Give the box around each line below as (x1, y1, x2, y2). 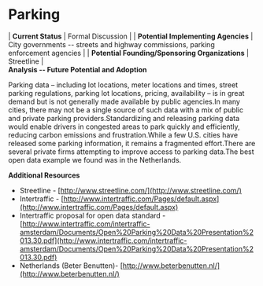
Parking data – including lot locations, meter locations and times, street (8, 80, 239, 90)
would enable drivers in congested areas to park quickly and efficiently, (8, 122, 240, 131)
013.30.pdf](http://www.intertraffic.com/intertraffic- (19, 236, 187, 245)
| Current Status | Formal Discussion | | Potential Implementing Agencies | (8, 31, 254, 41)
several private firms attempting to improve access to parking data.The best (8, 147, 254, 156)
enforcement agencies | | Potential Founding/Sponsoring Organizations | (8, 48, 250, 57)
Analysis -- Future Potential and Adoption (8, 64, 147, 74)
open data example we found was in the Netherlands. (8, 155, 182, 164)
